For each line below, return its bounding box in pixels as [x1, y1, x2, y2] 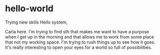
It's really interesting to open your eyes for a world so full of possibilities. [5, 44, 152, 50]
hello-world [5, 3, 54, 14]
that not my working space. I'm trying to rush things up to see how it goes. [5, 39, 156, 45]
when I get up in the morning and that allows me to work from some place [5, 34, 155, 40]
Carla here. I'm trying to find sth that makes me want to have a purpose [5, 28, 149, 34]
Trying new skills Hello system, [5, 19, 68, 25]
